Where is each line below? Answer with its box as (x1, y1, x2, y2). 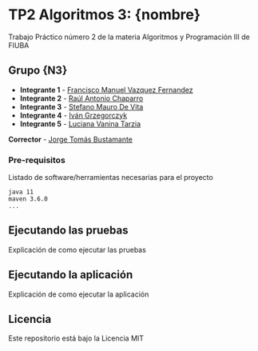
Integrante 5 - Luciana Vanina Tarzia (19, 118, 141, 129)
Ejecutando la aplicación (8, 268, 133, 281)
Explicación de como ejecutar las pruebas (8, 245, 146, 254)
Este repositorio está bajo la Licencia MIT (8, 333, 145, 343)
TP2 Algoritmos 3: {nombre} (8, 6, 201, 24)
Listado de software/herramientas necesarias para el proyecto (8, 173, 213, 182)
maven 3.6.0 (8, 195, 48, 203)
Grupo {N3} (8, 64, 68, 78)
